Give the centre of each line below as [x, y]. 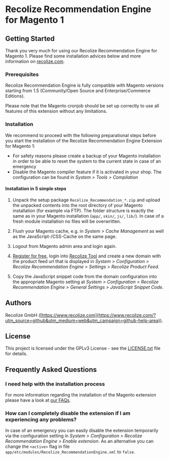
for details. [16, 354]
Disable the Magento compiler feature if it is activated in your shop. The [87, 172]
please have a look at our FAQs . [38, 400]
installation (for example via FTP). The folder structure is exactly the [83, 211]
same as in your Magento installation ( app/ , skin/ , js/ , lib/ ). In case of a [88, 216]
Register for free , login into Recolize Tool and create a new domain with [87, 256]
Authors [18, 303]
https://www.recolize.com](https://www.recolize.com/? [99, 315]
